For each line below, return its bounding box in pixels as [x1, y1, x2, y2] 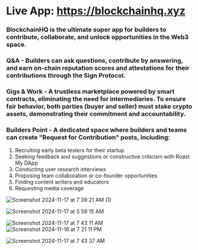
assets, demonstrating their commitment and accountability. [6, 109, 186, 118]
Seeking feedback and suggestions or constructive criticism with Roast [14, 153, 190, 161]
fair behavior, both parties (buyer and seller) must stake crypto [6, 102, 193, 110]
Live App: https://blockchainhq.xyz [6, 4, 186, 18]
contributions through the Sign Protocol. [6, 72, 126, 80]
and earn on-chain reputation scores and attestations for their [6, 64, 190, 72]
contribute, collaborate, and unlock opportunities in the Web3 [6, 33, 189, 41]
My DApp [14, 159, 38, 166]
